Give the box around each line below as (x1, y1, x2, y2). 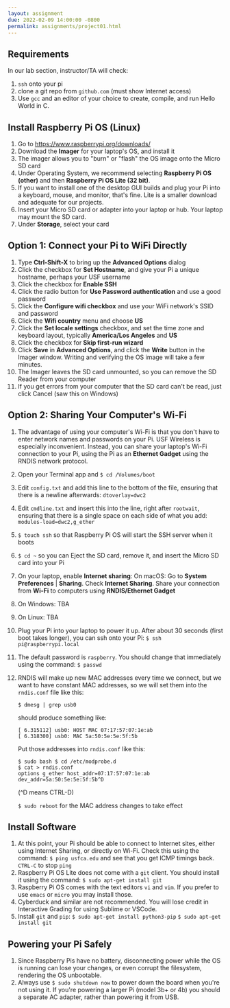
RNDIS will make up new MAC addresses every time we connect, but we (17, 674, 222, 682)
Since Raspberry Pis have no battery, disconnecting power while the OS (17, 957, 221, 965)
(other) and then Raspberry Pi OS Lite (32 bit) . (17, 176, 151, 184)
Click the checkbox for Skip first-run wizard (17, 338, 144, 347)
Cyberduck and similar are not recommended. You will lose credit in (17, 897, 209, 906)
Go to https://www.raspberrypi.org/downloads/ (17, 140, 151, 148)
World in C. (17, 102, 50, 110)
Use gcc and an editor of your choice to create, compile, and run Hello (17, 94, 216, 103)
